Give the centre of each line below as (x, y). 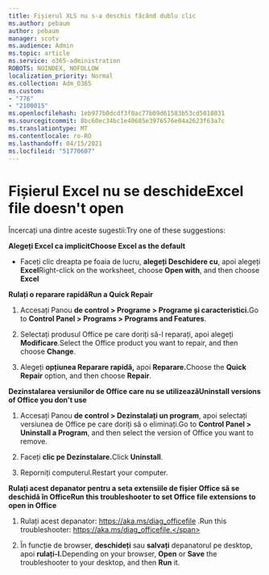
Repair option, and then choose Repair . (85, 376)
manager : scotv (34, 38)
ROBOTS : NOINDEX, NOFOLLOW (54, 69)
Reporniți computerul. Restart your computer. (94, 472)
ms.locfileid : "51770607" (52, 151)
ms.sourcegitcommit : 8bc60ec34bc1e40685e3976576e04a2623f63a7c (117, 121)
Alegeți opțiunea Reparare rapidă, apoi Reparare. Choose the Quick (133, 367)
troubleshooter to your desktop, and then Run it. (100, 563)
